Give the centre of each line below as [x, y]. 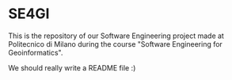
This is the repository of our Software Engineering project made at [116, 36]
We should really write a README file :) [72, 67]
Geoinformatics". [36, 52]
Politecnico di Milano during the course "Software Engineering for [116, 44]
